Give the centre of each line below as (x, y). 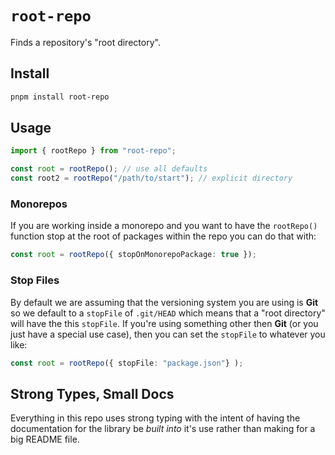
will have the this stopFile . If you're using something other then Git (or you (164, 323)
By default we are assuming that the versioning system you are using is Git (164, 302)
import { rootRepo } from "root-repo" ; (93, 151)
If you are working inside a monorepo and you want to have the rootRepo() (164, 226)
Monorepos (39, 204)
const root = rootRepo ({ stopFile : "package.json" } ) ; (127, 363)
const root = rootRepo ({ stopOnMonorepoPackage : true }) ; (133, 255)
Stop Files (35, 280)
